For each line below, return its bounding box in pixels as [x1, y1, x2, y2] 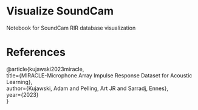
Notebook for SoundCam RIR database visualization [6, 24, 136, 31]
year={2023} [6, 91, 39, 98]
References [6, 45, 66, 59]
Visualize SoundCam [6, 4, 114, 18]
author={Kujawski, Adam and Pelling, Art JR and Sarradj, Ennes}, [6, 85, 169, 92]
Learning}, [6, 78, 33, 85]
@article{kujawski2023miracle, [6, 65, 84, 73]
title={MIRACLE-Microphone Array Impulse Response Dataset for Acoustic [6, 71, 193, 79]
